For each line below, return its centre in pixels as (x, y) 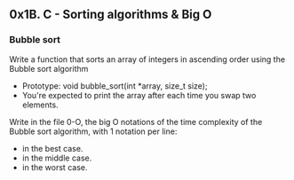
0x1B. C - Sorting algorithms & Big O (111, 15)
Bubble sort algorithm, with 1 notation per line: (93, 131)
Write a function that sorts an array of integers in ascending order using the (147, 59)
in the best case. (52, 148)
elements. (40, 105)
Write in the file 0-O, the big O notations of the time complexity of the (136, 121)
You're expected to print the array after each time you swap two (139, 95)
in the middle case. (57, 158)
